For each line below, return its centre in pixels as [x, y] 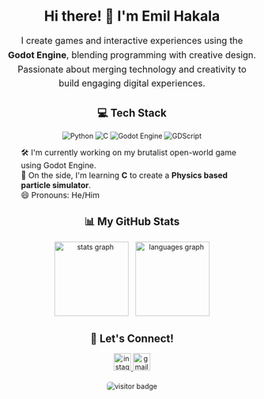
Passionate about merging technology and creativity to [132, 69]
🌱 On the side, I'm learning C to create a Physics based [124, 175]
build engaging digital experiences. [132, 84]
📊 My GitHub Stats [132, 222]
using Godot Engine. [58, 165]
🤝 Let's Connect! [132, 338]
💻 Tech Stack [132, 113]
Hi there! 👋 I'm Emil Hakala [132, 16]
